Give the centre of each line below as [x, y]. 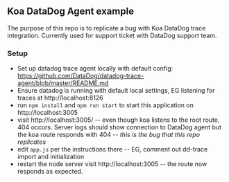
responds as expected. [50, 172]
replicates [32, 142]
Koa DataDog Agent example [70, 11]
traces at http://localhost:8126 [60, 98]
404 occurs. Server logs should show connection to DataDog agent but [119, 127]
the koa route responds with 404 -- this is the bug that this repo [109, 135]
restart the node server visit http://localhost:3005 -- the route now [112, 164]
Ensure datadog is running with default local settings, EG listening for [116, 91]
